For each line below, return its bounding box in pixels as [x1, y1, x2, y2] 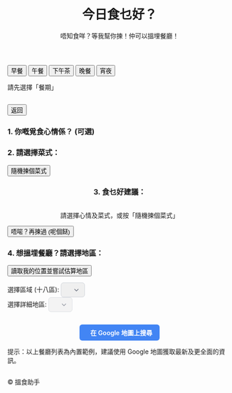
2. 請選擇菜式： [7, 148, 60, 158]
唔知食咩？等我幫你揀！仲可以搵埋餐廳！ [60, 31, 179, 40]
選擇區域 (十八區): [7, 285, 60, 294]
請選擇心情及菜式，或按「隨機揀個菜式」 [60, 211, 179, 219]
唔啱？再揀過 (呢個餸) [11, 228, 70, 236]
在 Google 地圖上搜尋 [90, 329, 153, 337]
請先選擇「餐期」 [7, 83, 58, 91]
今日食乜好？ [81, 6, 157, 23]
